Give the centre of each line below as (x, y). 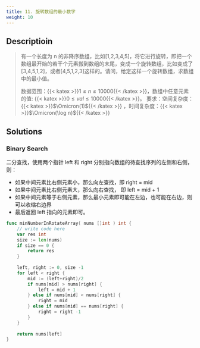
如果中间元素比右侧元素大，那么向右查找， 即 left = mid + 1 (87, 190)
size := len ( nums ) (40, 240)
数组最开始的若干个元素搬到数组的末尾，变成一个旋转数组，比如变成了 (107, 64)
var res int (32, 234)
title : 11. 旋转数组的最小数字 (41, 12)
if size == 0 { (36, 245)
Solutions (24, 131)
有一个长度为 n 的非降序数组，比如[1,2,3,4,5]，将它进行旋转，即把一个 (106, 57)
